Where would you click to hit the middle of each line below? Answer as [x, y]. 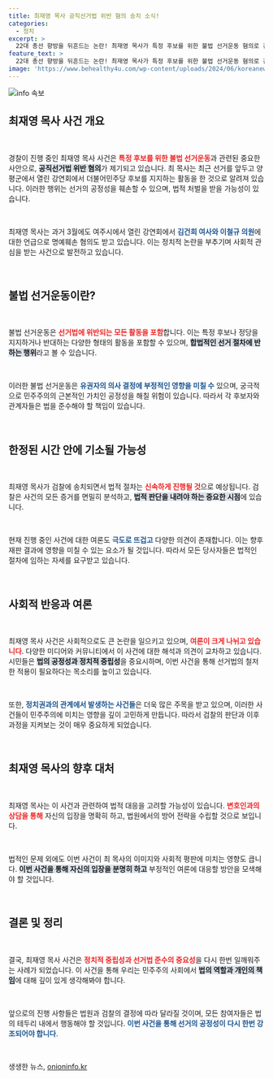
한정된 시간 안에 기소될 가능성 [78, 450]
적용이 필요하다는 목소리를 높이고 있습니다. [84, 672]
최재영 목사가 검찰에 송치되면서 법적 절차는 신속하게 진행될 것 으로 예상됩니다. [130, 487]
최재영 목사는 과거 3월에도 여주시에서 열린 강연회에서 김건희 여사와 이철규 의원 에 [135, 232]
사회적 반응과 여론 [50, 604]
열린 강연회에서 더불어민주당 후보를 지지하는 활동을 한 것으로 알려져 [143, 178]
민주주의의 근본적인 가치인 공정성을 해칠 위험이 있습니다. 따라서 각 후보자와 [141, 396]
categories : [28, 24]
